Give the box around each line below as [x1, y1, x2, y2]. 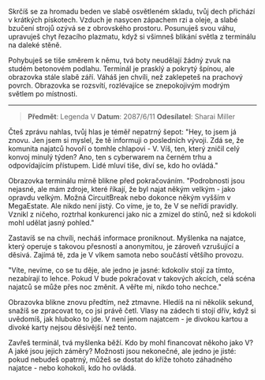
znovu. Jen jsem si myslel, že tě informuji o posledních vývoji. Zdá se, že [8, 136, 244, 145]
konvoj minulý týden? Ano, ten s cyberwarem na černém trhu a [8, 152, 212, 161]
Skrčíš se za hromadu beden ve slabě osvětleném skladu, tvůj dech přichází [8, 7, 256, 16]
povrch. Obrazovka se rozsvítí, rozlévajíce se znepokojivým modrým [8, 81, 230, 90]
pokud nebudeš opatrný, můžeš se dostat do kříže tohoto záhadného [8, 355, 233, 364]
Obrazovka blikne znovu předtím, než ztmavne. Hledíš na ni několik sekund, [8, 298, 255, 307]
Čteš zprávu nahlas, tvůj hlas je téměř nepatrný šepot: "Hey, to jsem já [8, 127, 237, 137]
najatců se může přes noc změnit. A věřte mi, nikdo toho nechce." [8, 282, 222, 292]
